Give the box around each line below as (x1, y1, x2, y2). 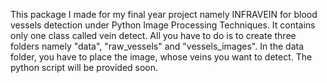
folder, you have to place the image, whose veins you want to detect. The (10, 51, 313, 63)
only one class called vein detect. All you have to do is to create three (10, 30, 297, 41)
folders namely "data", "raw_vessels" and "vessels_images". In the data (10, 40, 305, 52)
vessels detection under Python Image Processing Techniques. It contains (10, 19, 316, 31)
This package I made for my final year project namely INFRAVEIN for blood (10, 9, 318, 20)
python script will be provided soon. (10, 62, 159, 73)
